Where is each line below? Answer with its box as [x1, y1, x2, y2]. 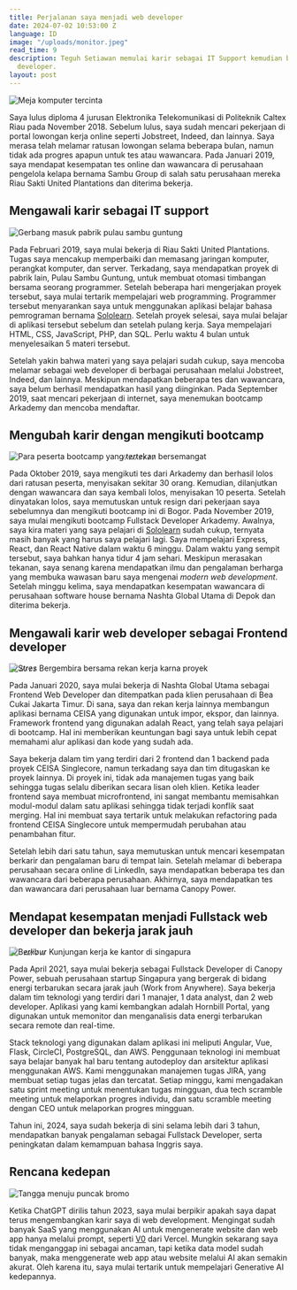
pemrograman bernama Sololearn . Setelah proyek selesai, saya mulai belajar [9, 310, 288, 320]
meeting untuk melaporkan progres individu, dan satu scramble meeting [9, 1094, 272, 1104]
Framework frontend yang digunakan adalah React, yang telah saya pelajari [9, 718, 284, 728]
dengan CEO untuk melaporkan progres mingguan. [9, 1103, 194, 1113]
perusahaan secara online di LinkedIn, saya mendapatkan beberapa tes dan [9, 864, 286, 876]
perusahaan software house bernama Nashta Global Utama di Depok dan [9, 590, 276, 602]
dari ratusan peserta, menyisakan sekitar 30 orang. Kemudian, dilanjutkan [9, 478, 278, 488]
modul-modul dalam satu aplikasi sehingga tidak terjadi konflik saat [9, 801, 255, 811]
